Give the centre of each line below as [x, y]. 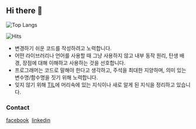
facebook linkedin [28, 120]
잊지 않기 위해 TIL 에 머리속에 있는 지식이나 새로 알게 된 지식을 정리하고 [95, 85]
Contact [18, 107]
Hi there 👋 [24, 11]
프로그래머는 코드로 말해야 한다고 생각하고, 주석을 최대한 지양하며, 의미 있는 [100, 70]
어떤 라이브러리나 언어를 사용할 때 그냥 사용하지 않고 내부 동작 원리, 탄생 [96, 55]
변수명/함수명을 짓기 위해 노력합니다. [56, 77]
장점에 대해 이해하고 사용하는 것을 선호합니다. [74, 62]
